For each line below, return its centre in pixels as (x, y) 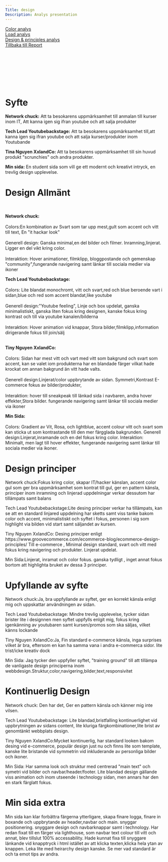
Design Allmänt (38, 193)
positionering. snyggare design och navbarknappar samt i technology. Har (82, 827)
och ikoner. (17, 757)
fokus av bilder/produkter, (55, 385)
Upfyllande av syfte (47, 585)
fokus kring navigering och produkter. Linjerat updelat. (61, 550)
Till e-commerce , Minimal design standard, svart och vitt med (93, 545)
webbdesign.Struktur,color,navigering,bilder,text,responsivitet (69, 671)
